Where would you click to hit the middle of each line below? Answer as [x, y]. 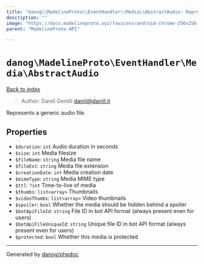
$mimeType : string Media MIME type [60, 179]
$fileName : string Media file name [58, 159]
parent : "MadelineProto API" [43, 29]
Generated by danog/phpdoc [42, 254]
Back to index [23, 89]
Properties [27, 132]
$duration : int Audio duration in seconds [66, 147]
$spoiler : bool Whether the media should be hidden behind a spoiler [101, 205]
